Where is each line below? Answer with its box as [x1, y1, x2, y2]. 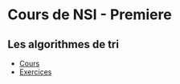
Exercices [18, 67, 52, 77]
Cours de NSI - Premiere [7, 6, 172, 24]
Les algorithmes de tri [7, 38, 120, 51]
